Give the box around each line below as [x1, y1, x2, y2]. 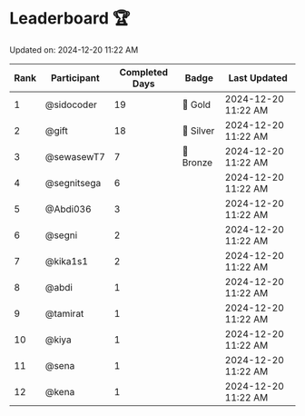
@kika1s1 [44, 254, 89, 267]
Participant [50, 71, 100, 84]
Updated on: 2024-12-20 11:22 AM [9, 44, 139, 55]
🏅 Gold [182, 98, 212, 111]
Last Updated [228, 71, 288, 84]
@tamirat [44, 307, 84, 320]
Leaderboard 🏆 [9, 8, 131, 29]
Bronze [182, 156, 213, 169]
